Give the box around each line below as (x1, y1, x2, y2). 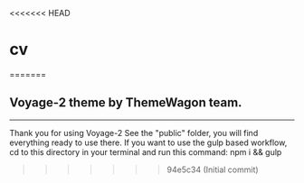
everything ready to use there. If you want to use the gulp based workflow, (9, 137, 288, 148)
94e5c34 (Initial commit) (166, 164, 260, 175)
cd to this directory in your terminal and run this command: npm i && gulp (9, 146, 282, 157)
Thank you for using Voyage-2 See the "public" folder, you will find (9, 127, 259, 138)
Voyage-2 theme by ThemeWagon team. (9, 95, 242, 111)
